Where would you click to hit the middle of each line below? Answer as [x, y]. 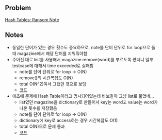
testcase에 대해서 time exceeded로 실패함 [53, 66]
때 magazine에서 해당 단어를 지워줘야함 [50, 53]
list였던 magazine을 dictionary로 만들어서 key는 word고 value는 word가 [89, 102]
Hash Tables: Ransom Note [32, 19]
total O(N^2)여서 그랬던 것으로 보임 [53, 84]
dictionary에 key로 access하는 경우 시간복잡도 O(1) [68, 120]
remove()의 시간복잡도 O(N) [46, 78]
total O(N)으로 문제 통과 [42, 126]
